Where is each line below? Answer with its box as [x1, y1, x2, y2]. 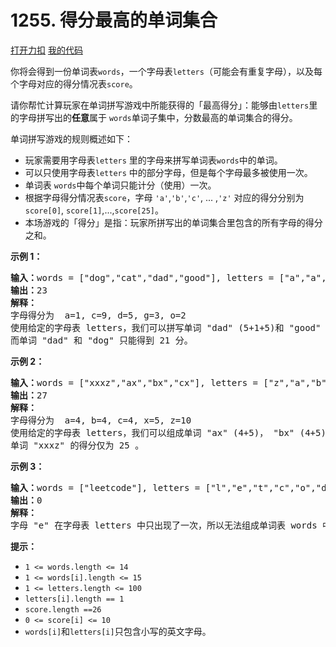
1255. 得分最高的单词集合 [10, 9, 218, 32]
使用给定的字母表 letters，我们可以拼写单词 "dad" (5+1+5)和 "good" [10, 322, 322, 333]
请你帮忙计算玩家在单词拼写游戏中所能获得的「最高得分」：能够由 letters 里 [10, 99, 318, 111]
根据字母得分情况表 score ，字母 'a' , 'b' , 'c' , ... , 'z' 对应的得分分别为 [24, 191, 305, 203]
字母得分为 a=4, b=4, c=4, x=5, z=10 [10, 414, 192, 426]
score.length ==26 [24, 604, 102, 615]
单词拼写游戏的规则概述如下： [10, 132, 133, 145]
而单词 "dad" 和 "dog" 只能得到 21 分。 [10, 334, 193, 346]
